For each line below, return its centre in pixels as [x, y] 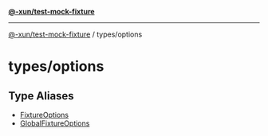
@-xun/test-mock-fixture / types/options [75, 34]
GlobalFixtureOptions [55, 123]
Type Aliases [41, 96]
